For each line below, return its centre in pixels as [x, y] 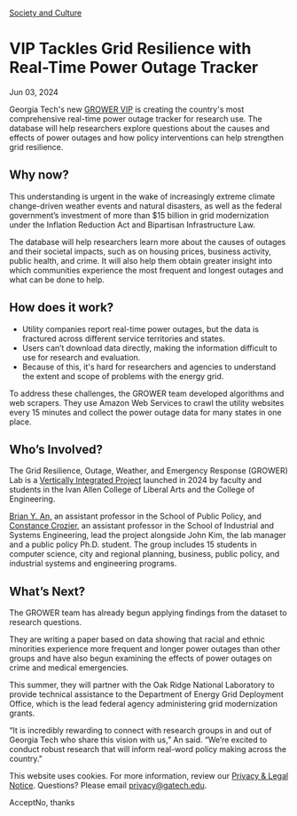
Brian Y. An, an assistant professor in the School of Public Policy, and [135, 516]
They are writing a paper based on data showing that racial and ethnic [137, 639]
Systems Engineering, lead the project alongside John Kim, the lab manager [148, 535]
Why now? [39, 175]
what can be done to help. [57, 280]
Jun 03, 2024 [34, 91]
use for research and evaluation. [81, 357]
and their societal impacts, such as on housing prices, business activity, [141, 251]
